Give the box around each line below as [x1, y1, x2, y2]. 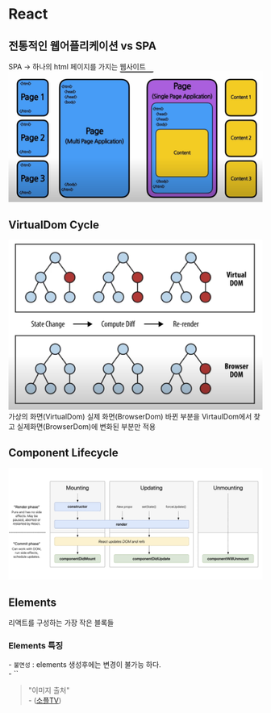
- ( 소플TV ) [27, 695, 62, 706]
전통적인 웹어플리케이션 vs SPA [8, 39, 157, 52]
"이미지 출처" [27, 686, 70, 695]
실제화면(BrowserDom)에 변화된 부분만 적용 [16, 422, 156, 432]
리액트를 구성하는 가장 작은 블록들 [8, 618, 115, 628]
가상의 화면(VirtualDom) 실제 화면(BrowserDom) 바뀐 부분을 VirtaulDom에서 [8, 412, 252, 422]
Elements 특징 [8, 640, 63, 651]
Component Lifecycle [8, 445, 119, 460]
